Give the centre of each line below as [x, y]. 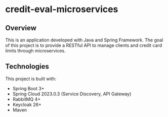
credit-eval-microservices [62, 9]
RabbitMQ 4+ [27, 99]
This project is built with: [31, 79]
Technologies [27, 67]
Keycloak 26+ [27, 104]
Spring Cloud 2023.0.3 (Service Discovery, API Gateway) [72, 94]
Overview [21, 28]
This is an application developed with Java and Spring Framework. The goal [84, 40]
